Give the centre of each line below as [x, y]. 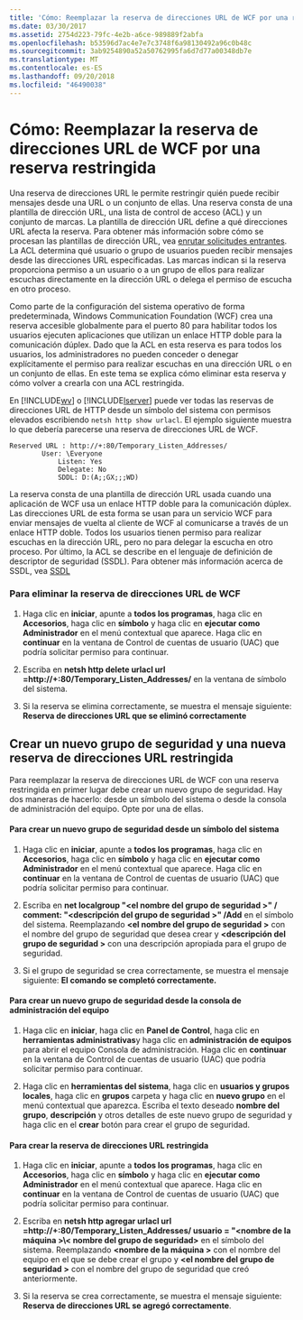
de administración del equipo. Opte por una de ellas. [107, 808]
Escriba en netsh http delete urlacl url [94, 669]
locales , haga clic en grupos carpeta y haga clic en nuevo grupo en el [154, 1096]
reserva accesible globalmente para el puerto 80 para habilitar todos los [143, 325]
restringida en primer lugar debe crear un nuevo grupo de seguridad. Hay [146, 789]
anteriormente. [50, 1278]
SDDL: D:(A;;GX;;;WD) [98, 477]
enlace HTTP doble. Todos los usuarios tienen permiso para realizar [136, 532]
